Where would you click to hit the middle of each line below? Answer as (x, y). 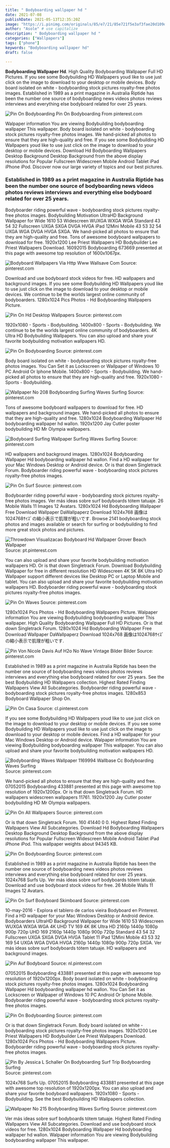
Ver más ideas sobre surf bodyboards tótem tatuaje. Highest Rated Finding (83, 1119)
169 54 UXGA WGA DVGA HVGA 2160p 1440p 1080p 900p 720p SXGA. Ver (83, 942)
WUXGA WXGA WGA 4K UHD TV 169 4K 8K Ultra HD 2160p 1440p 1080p (82, 926)
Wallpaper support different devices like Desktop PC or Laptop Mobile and (83, 576)
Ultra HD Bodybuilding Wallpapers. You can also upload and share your (79, 335)
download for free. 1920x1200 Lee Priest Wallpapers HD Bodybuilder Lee (81, 242)
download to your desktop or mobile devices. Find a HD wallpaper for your (83, 734)
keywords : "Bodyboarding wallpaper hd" (47, 48)
